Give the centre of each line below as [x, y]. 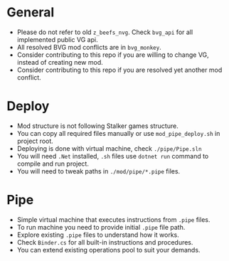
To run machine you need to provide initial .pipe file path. [101, 227]
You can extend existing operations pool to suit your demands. [108, 250]
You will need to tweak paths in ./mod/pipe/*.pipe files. [98, 171]
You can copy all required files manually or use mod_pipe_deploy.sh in [118, 133]
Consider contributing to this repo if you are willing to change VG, [113, 55]
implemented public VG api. [57, 39]
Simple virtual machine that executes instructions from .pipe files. [113, 219]
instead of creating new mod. [60, 62]
